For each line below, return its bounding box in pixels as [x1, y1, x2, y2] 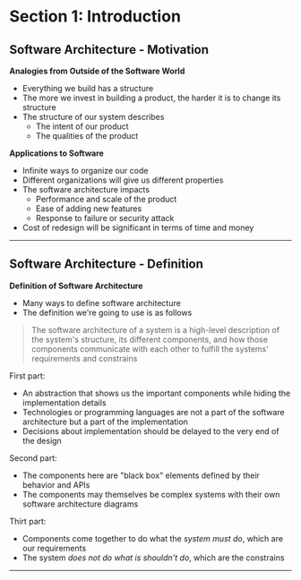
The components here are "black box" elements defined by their [21, 470, 260, 481]
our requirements [21, 542, 87, 553]
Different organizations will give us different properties [21, 175, 224, 185]
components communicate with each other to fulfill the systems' [30, 343, 269, 354]
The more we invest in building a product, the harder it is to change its [21, 92, 281, 103]
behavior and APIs [21, 479, 90, 490]
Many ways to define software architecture [21, 297, 181, 308]
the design [21, 435, 63, 446]
